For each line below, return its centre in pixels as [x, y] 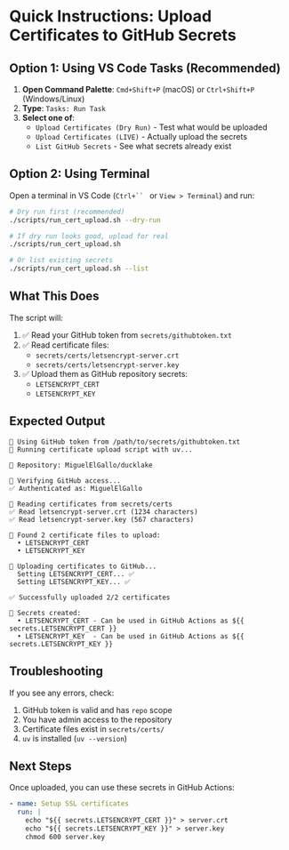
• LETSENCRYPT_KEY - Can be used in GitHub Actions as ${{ [131, 636]
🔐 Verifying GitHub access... [65, 481]
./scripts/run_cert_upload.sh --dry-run [85, 220]
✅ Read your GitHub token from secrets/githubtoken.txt [127, 334]
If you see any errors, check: [62, 693]
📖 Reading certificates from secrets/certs [91, 504]
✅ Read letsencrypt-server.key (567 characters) [102, 519]
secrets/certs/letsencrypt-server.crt [107, 356]
